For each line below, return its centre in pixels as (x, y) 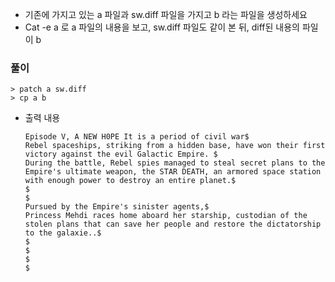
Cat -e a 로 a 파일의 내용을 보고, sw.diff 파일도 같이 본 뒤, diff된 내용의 (162, 27)
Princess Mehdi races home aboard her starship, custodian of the (166, 216)
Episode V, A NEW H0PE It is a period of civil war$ (137, 137)
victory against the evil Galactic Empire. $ (121, 154)
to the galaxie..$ (63, 233)
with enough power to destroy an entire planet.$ (130, 181)
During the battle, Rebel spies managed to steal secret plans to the (175, 163)
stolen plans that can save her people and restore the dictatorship (173, 224)
